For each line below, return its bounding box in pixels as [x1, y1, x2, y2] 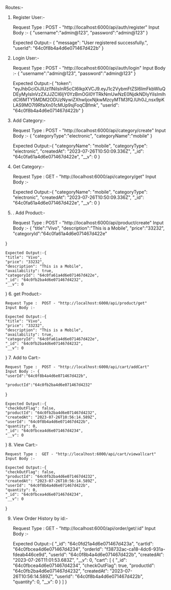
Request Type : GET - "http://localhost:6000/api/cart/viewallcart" [5, 452, 157, 457]
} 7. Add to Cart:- [5, 355, 41, 360]
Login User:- [12, 55, 40, 61]
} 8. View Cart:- [5, 442, 38, 447]
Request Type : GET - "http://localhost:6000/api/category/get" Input [12, 174, 157, 179]
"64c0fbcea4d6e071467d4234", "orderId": [12, 546, 104, 552]
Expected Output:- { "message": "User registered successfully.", [12, 39, 148, 46]
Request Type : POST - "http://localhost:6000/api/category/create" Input [12, 128, 166, 133]
